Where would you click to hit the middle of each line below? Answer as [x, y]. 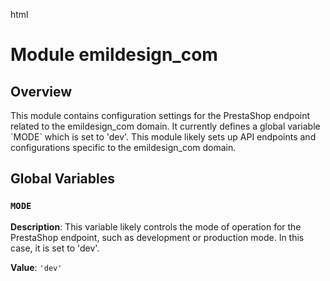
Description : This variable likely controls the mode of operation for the [156, 226]
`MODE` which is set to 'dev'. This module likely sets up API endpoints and [163, 137]
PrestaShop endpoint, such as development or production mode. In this [157, 237]
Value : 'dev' [36, 267]
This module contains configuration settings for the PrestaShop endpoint [160, 115]
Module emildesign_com [114, 55]
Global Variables [62, 179]
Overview [41, 91]
